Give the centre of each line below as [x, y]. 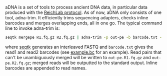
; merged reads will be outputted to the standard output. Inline [93, 63]
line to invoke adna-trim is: [32, 28]
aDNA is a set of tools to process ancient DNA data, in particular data [76, 7]
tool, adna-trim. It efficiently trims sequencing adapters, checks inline [77, 18]
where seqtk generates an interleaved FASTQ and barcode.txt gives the [79, 47]
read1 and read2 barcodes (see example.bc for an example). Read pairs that [83, 52]
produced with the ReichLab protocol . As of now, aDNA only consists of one [83, 12]
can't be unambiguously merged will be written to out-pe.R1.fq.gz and [78, 57]
